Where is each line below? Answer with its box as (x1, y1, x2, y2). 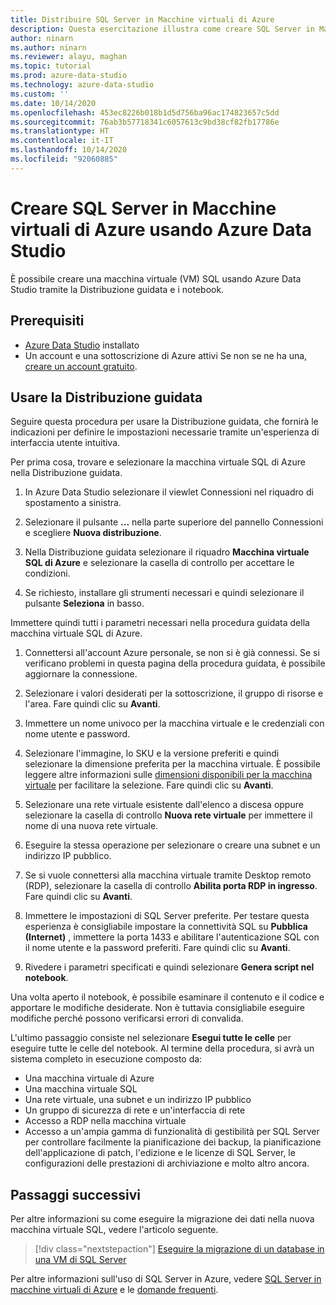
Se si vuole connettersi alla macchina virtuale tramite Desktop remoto (24, 869, 312, 881)
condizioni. (24, 567, 71, 580)
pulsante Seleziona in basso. (24, 597, 145, 610)
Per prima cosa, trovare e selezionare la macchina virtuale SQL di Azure (10, 456, 306, 468)
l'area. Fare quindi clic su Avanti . (24, 698, 161, 710)
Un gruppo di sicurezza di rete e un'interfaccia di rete (24, 1104, 246, 1116)
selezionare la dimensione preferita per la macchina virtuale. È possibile (24, 758, 321, 770)
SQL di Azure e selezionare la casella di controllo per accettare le (24, 557, 295, 569)
